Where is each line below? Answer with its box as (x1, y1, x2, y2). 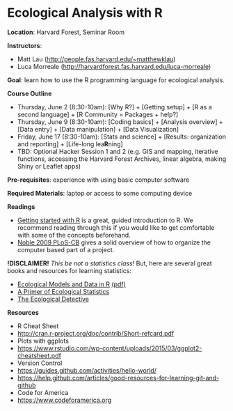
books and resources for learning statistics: (7, 266, 132, 274)
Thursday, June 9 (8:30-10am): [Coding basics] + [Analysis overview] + (17, 117, 224, 126)
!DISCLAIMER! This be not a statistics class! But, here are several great (7, 259, 212, 267)
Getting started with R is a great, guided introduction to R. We (17, 216, 193, 224)
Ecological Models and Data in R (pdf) (17, 280, 127, 288)
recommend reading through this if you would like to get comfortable (17, 223, 215, 231)
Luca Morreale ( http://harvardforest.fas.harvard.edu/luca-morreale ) (17, 62, 211, 70)
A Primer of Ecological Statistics (17, 287, 110, 295)
